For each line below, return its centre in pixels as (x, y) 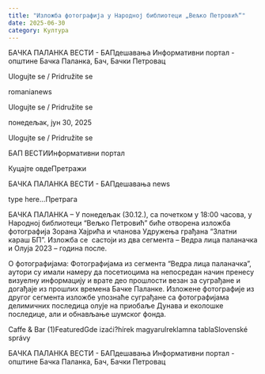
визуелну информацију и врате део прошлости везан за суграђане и (125, 280)
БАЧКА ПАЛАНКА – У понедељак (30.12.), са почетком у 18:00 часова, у (130, 215)
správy (19, 338)
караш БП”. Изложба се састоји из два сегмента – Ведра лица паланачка (133, 240)
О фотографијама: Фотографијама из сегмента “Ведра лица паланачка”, (130, 264)
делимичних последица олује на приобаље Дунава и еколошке (116, 306)
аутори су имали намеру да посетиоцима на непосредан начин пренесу (131, 272)
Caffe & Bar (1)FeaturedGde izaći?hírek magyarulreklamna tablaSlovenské (128, 330)
